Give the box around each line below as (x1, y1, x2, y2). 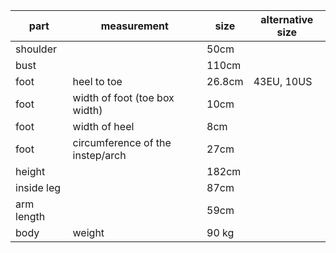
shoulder (15, 42, 57, 56)
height (15, 165, 46, 178)
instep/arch (72, 149, 127, 162)
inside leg (15, 181, 62, 194)
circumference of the (72, 136, 172, 149)
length (15, 210, 46, 223)
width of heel (72, 120, 135, 133)
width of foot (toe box (72, 91, 175, 104)
